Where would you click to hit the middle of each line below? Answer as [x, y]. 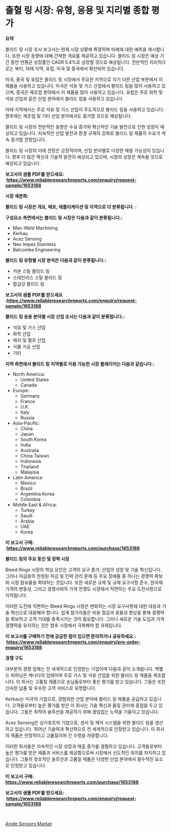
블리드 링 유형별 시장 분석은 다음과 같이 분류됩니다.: [56, 260]
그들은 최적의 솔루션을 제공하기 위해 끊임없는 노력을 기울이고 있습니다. [90, 712]
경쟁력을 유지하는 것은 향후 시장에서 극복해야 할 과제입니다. [64, 625]
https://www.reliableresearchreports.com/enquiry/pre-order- [74, 642]
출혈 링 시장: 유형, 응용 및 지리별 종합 [77, 10]
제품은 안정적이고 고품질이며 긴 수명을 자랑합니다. [59, 735]
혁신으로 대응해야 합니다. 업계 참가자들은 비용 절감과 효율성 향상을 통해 [81, 612]
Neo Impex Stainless [34, 244]
